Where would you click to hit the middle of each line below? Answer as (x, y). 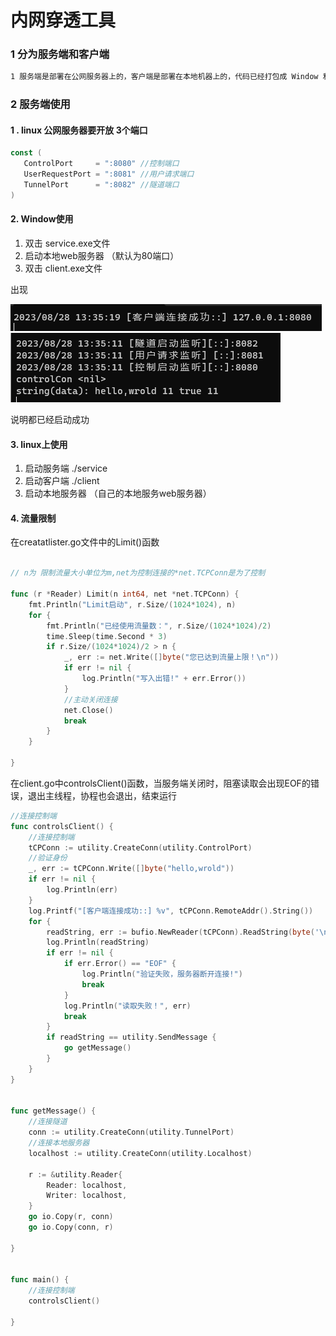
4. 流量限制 (33, 518)
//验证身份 (48, 858)
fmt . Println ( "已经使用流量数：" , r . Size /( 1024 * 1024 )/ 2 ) (159, 626)
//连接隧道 (48, 1122)
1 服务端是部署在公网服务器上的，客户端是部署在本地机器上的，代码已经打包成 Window (164, 77)
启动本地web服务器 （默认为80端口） (102, 256)
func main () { (40, 1280)
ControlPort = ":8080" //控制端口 (101, 164)
